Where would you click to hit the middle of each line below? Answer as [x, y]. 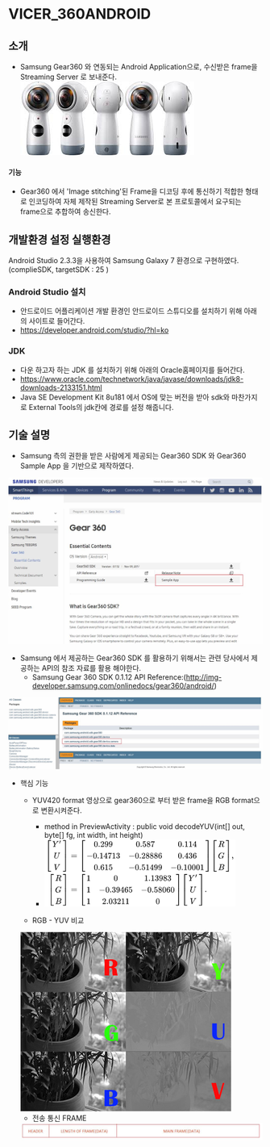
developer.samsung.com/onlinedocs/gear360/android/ [123, 685]
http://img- [204, 677]
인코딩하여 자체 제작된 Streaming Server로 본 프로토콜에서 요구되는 [135, 202]
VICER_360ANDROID [80, 14]
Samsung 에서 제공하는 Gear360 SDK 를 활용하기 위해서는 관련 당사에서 [135, 658]
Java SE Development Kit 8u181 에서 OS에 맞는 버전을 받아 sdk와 [125, 397]
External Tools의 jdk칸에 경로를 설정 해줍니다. [102, 407]
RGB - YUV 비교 [58, 920]
